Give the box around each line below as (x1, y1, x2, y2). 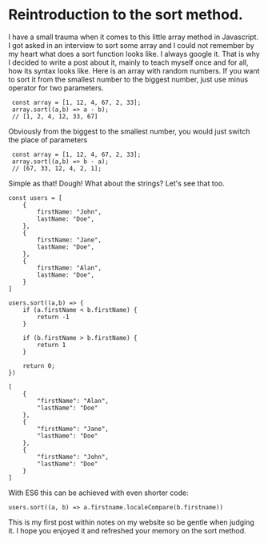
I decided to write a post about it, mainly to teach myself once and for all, (8, 58, 249, 67)
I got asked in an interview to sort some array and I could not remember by (8, 40, 254, 50)
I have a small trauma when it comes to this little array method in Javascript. (8, 32, 258, 42)
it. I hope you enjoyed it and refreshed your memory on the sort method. (8, 525, 246, 535)
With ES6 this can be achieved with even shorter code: (8, 488, 190, 497)
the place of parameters (8, 134, 88, 145)
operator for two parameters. (8, 82, 104, 93)
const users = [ (8, 194, 62, 202)
